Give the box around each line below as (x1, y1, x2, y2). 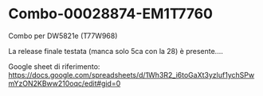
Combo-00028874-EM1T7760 (8, 5, 214, 23)
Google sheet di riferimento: (8, 61, 100, 71)
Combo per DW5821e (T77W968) (8, 31, 118, 40)
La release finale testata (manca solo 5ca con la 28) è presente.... (8, 46, 223, 56)
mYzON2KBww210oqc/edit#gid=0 (8, 79, 121, 88)
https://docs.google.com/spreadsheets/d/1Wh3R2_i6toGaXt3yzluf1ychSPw (8, 70, 255, 79)
